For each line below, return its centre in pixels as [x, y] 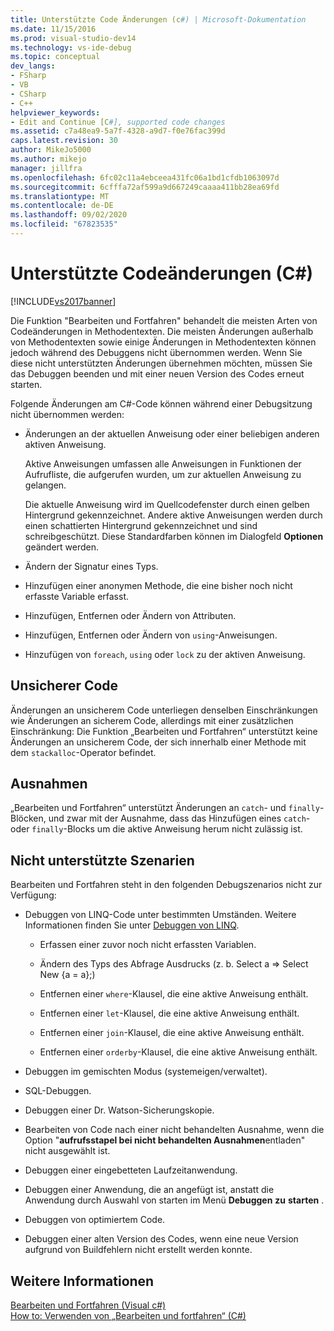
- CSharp [28, 94]
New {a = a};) [67, 975]
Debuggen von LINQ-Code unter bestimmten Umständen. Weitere [160, 915]
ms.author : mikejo [48, 159]
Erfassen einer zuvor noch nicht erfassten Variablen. [148, 945]
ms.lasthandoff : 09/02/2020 [69, 215]
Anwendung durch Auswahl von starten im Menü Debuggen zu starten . [174, 1200]
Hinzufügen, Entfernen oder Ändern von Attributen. [130, 615]
